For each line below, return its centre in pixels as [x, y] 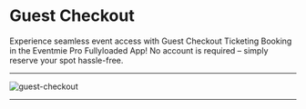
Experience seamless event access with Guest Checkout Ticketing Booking [151, 41]
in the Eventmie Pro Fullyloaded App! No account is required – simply [139, 50]
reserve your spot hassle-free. [66, 60]
